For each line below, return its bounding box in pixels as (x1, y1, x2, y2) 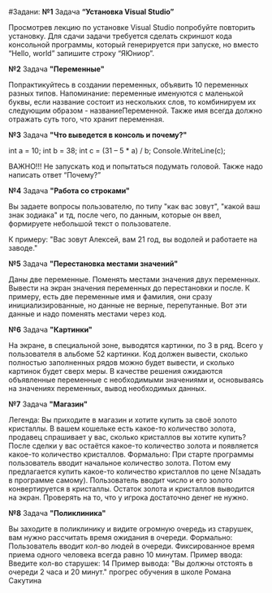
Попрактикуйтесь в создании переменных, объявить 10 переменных (8, 80, 249, 89)
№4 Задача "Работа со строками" (8, 186, 130, 196)
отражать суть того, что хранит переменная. (8, 114, 165, 124)
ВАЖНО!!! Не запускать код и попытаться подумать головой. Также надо (8, 161, 264, 171)
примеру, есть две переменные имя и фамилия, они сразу (8, 292, 213, 301)
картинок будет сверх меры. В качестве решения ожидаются (8, 367, 223, 376)
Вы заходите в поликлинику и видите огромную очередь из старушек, (8, 524, 254, 534)
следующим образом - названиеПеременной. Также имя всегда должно (8, 105, 262, 115)
